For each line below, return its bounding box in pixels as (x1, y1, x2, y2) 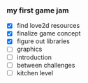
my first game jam (6, 6, 69, 15)
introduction (16, 53, 52, 61)
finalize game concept (16, 29, 81, 38)
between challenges (16, 61, 75, 69)
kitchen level (16, 68, 54, 77)
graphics (16, 45, 43, 54)
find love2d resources (16, 22, 80, 30)
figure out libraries (16, 37, 71, 45)
